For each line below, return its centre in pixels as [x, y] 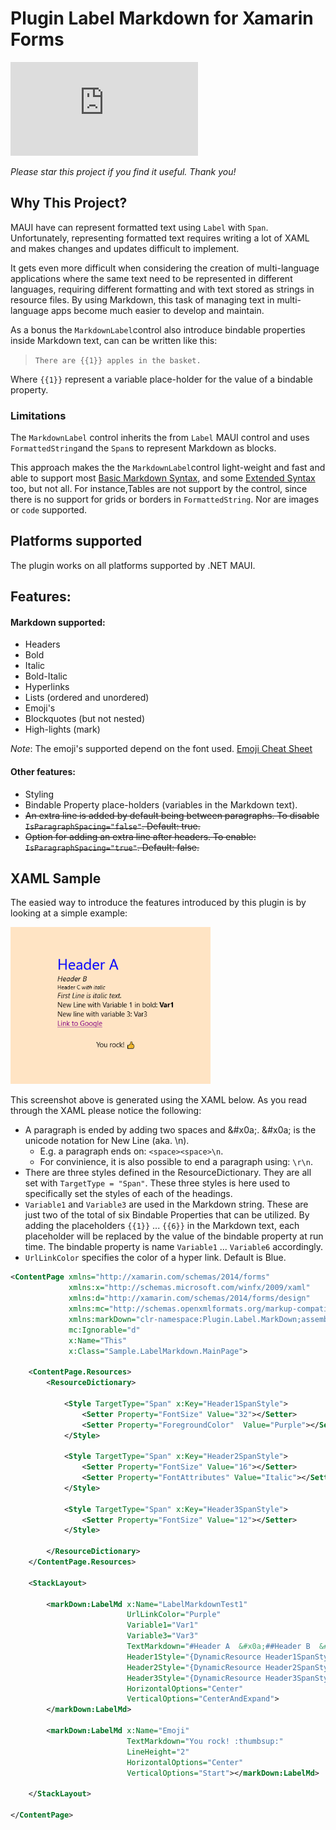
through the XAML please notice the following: [106, 1111]
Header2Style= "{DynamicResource [194, 1667]
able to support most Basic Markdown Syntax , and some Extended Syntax [163, 478]
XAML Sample [56, 878]
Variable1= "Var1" [162, 1625]
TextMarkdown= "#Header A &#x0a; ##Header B [218, 1647]
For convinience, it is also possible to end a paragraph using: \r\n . [176, 1162]
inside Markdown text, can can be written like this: [114, 340]
